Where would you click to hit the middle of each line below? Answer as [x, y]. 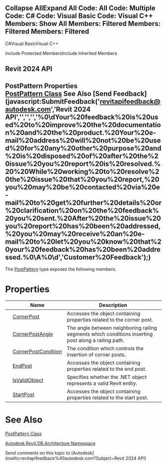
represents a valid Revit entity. [102, 383]
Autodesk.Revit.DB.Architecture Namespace [50, 443]
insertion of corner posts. [96, 354]
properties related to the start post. [107, 397]
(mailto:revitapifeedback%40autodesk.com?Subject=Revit [65, 458]
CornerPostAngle [33, 334]
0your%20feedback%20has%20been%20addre [83, 249]
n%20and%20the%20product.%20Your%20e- [81, 132]
